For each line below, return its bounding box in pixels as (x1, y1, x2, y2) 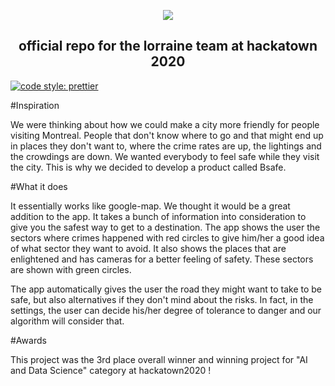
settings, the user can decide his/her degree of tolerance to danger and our (10, 304, 322, 316)
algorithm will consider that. (10, 315, 125, 327)
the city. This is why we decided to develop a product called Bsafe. (10, 161, 287, 173)
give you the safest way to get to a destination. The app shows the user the (10, 221, 321, 233)
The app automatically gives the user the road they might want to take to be (10, 283, 322, 295)
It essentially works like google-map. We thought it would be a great (10, 200, 291, 212)
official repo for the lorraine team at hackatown (18, 38, 318, 55)
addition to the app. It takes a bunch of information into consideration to (10, 210, 307, 222)
